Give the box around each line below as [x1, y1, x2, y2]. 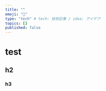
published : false [5, 25, 41, 30]
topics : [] [5, 21, 28, 26]
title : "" [5, 7, 26, 12]
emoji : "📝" [5, 12, 28, 17]
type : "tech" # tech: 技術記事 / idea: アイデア [5, 16, 101, 21]
